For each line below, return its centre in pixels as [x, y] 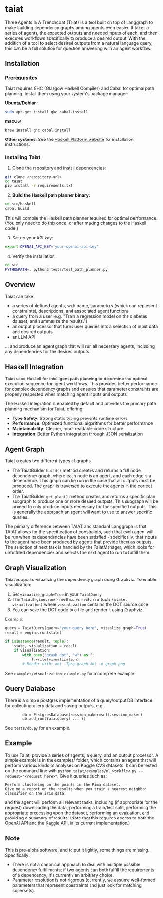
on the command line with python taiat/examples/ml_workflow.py [71, 770]
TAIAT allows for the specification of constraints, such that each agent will [79, 532]
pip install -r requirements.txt [39, 186]
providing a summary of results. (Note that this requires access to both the [80, 818]
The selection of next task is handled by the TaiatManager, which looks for [80, 547]
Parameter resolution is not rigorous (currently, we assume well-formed [84, 880]
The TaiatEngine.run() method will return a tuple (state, [70, 599]
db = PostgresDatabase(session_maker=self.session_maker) [82, 715]
